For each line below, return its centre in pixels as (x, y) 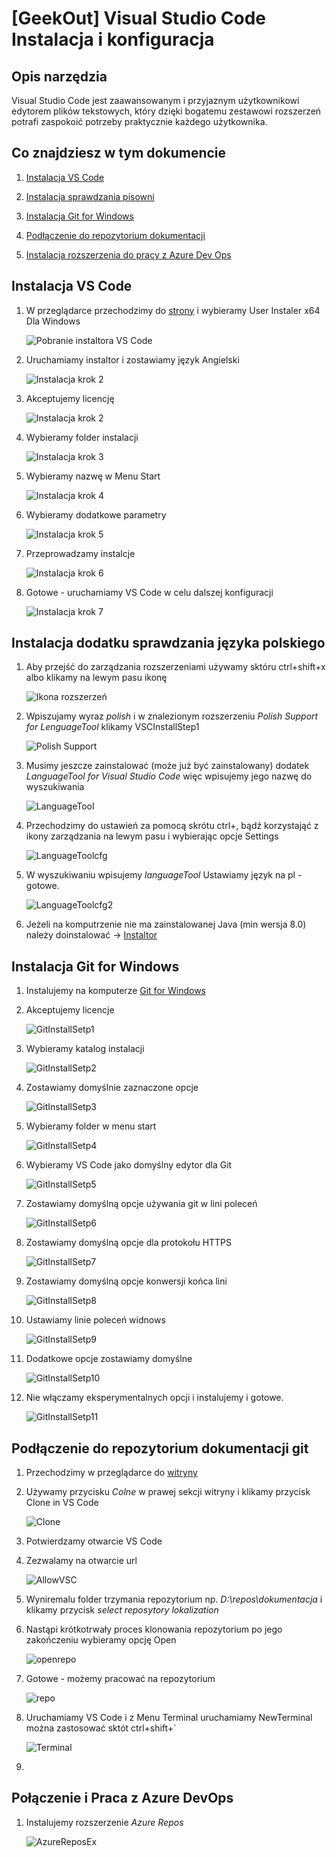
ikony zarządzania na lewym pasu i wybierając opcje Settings (152, 836)
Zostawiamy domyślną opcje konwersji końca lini (126, 1281)
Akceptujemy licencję (70, 398)
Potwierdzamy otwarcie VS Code (94, 1541)
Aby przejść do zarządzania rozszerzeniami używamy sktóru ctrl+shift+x (175, 667)
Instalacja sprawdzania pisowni (90, 196)
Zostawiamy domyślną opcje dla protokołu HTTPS (129, 1243)
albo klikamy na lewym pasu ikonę (96, 678)
